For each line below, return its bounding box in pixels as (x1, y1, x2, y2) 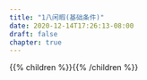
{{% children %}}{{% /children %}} (9, 62, 139, 73)
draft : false (9, 29, 58, 38)
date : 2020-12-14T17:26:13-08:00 (9, 21, 134, 30)
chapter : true (9, 37, 63, 47)
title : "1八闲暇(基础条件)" (9, 12, 105, 22)
